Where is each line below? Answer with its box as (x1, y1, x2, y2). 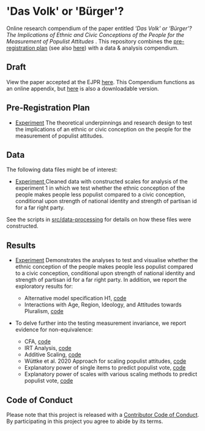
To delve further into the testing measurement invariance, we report (15, 319, 187, 327)
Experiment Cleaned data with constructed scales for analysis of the (15, 178, 188, 185)
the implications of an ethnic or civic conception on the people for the (15, 125, 192, 133)
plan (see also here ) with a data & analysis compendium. (36, 44, 179, 52)
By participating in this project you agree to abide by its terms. (6, 417, 163, 425)
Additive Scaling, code (24, 351, 81, 359)
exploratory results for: (15, 282, 73, 290)
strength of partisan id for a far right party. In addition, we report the (15, 276, 187, 284)
